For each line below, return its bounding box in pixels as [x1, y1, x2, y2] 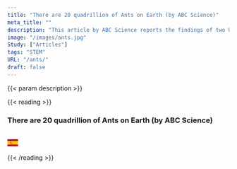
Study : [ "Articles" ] [7, 41, 68, 49]
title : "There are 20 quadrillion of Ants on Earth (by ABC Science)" [7, 11, 219, 18]
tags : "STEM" [7, 49, 46, 56]
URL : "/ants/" [7, 57, 49, 64]
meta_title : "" [7, 18, 52, 26]
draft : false [7, 64, 46, 71]
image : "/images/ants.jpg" [7, 34, 87, 41]
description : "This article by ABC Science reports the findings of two [7, 26, 226, 33]
